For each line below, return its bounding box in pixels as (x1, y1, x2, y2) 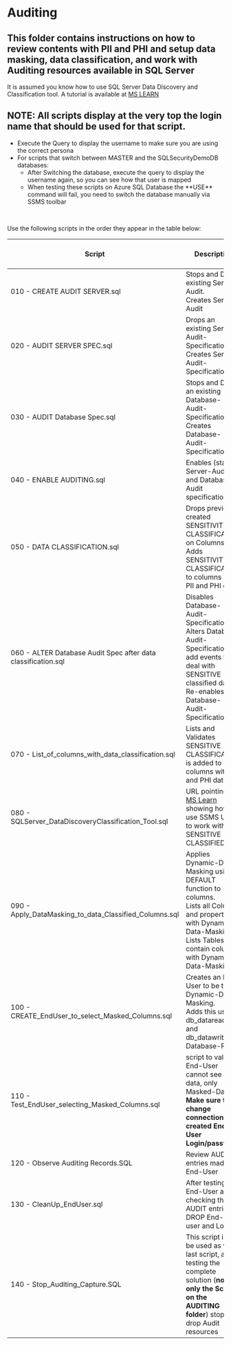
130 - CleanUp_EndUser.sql (10, 1199, 103, 1209)
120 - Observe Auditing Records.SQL (10, 1158, 133, 1167)
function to (185, 883, 221, 893)
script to (185, 1052, 213, 1061)
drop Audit (185, 1318, 220, 1328)
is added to (185, 758, 222, 767)
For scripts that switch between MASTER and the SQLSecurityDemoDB (16, 153, 219, 162)
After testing (185, 1178, 226, 1187)
